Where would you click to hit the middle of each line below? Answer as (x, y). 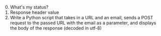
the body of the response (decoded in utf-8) (56, 28)
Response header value (34, 12)
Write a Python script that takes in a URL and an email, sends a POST (82, 18)
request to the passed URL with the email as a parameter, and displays (83, 23)
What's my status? (29, 7)
